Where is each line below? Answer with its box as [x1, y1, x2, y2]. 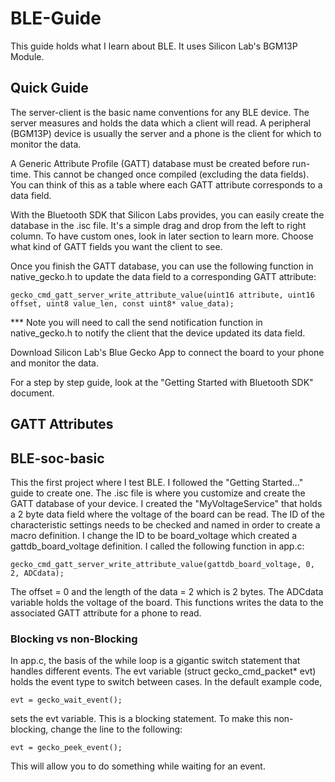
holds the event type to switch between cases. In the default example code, [10, 676, 323, 688]
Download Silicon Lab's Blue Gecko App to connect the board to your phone [10, 346, 325, 358]
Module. [10, 50, 45, 62]
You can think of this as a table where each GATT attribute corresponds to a [10, 178, 323, 191]
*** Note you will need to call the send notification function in [10, 316, 263, 328]
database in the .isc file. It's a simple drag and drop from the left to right [10, 219, 307, 231]
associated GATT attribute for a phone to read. [10, 607, 202, 619]
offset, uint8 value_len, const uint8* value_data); [10, 298, 235, 309]
